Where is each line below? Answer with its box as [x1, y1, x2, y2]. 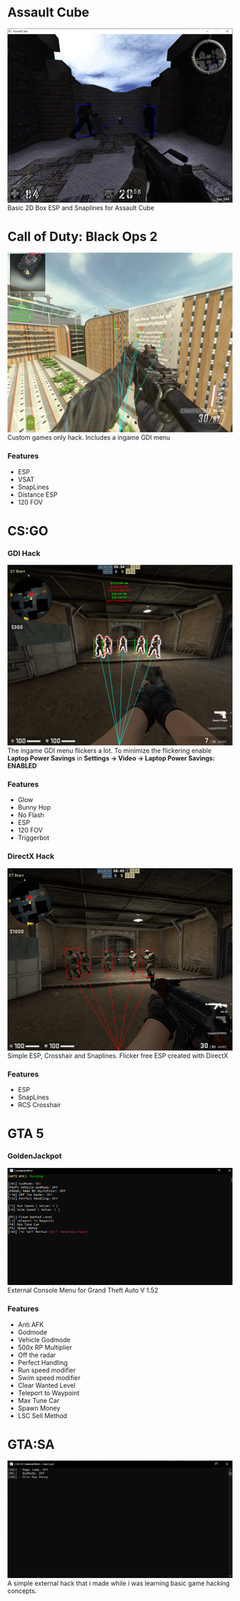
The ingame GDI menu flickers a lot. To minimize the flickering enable [7, 746, 212, 755]
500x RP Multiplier [17, 1343, 73, 1352]
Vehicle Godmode [17, 1335, 71, 1344]
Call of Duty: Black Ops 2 [7, 229, 158, 245]
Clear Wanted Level [17, 1381, 76, 1389]
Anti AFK [17, 1320, 44, 1329]
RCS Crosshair [17, 1101, 61, 1109]
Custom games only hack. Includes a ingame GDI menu [7, 433, 171, 442]
